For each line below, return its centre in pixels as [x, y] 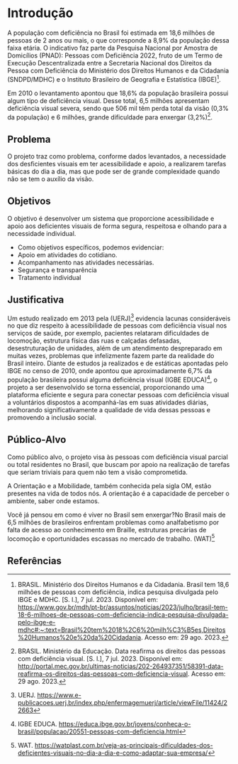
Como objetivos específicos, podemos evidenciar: [91, 247]
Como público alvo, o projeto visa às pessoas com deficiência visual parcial [118, 457]
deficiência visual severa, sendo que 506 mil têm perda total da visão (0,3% [118, 108]
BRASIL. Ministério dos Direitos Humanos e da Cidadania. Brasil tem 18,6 [123, 585]
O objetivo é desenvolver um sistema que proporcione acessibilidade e [111, 218]
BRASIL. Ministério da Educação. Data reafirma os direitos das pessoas [121, 651]
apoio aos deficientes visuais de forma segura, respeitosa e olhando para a [117, 226]
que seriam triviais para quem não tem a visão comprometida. [97, 472]
